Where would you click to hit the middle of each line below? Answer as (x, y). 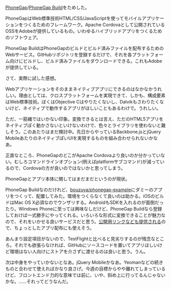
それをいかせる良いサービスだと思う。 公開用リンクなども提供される (90, 221)
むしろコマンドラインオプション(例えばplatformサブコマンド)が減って (87, 162)
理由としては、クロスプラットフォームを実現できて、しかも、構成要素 (92, 95)
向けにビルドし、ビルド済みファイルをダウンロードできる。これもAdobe (86, 61)
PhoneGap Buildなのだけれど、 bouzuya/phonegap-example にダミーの (79, 190)
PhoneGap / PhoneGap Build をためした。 (47, 7)
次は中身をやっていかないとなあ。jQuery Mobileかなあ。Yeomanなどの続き (84, 262)
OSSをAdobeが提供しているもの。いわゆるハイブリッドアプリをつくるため (84, 31)
